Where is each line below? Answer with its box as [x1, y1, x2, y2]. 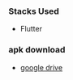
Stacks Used [8, 6, 59, 17]
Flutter [19, 24, 43, 34]
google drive [19, 62, 63, 72]
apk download [8, 44, 66, 56]
